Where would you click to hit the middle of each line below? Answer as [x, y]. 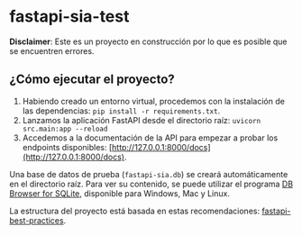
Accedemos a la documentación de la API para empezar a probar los [150, 138]
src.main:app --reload [65, 129]
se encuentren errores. [52, 50]
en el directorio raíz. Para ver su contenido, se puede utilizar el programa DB [151, 184]
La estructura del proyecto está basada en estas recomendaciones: [134, 211]
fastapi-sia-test [69, 17]
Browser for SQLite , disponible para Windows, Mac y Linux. [119, 193]
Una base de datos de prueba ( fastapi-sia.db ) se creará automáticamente [149, 174]
